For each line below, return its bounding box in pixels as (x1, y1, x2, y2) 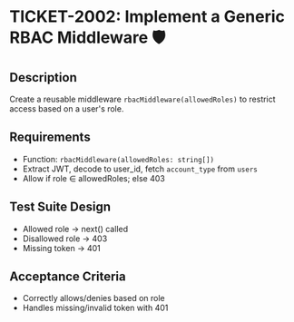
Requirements (9, 130, 91, 145)
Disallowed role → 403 (22, 233, 108, 244)
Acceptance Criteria (9, 269, 126, 285)
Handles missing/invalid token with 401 (22, 302, 169, 314)
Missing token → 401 (22, 242, 102, 253)
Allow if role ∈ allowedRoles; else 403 (22, 172, 165, 183)
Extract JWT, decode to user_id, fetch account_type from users (22, 163, 259, 174)
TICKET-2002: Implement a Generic (9, 6, 286, 27)
